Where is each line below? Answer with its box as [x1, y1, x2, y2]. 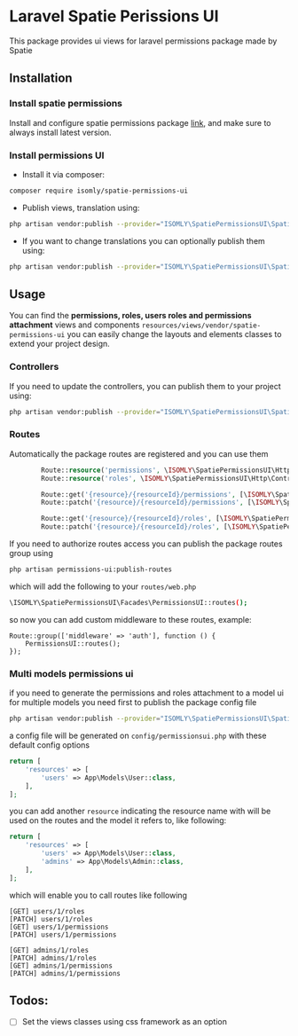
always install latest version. [9, 127, 113, 137]
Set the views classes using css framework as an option [21, 1016, 228, 1027]
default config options [9, 740, 90, 750]
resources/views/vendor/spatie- [141, 321, 262, 330]
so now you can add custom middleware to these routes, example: [9, 614, 252, 624]
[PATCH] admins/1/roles [9, 954, 98, 962]
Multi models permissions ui [9, 667, 134, 679]
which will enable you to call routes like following [9, 890, 188, 900]
